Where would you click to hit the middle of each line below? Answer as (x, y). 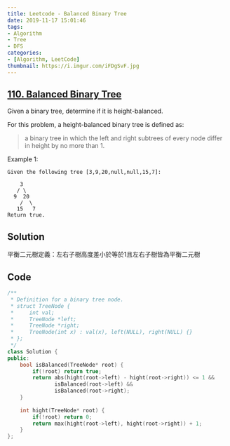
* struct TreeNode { (40, 306)
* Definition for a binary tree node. (67, 299)
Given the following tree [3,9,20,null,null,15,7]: (84, 173)
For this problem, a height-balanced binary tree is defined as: (96, 125)
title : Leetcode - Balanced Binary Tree (67, 14)
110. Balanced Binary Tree (65, 94)
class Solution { (33, 351)
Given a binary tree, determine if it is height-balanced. (85, 111)
